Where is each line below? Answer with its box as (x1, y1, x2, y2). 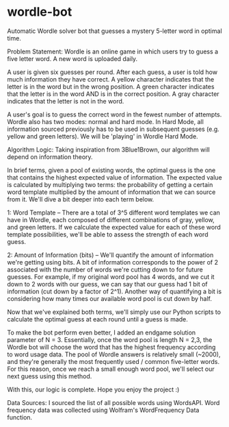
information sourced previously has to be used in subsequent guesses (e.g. (7, 125, 220, 133)
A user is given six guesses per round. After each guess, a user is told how (7, 68, 217, 76)
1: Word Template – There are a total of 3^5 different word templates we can (7, 208, 221, 217)
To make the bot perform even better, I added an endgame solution (7, 328, 196, 337)
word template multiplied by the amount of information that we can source (7, 188, 216, 196)
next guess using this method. (7, 371, 92, 380)
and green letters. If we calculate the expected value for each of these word (7, 223, 221, 231)
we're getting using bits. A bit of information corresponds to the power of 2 (7, 258, 219, 266)
